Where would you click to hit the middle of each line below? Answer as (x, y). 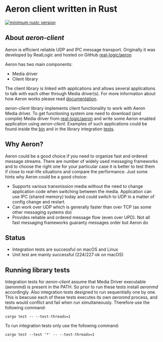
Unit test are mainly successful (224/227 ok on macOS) (68, 255)
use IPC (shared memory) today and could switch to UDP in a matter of (83, 197)
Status (15, 238)
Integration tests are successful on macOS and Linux (65, 249)
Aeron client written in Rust (61, 9)
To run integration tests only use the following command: (62, 326)
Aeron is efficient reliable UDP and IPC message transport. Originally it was (80, 49)
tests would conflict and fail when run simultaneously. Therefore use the (77, 302)
